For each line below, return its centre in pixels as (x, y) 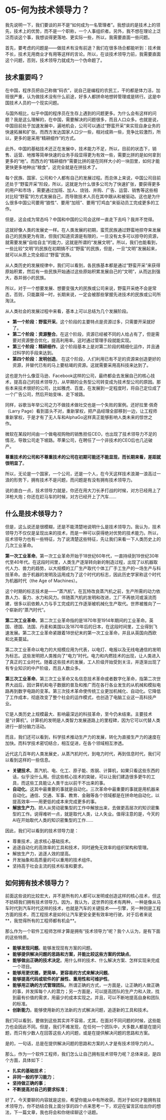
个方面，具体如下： (25, 1060)
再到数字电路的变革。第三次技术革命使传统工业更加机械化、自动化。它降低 (85, 691)
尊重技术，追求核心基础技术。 (42, 841)
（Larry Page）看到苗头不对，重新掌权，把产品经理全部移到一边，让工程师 (81, 411)
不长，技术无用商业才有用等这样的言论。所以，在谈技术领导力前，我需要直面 (83, 54)
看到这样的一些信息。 (31, 760)
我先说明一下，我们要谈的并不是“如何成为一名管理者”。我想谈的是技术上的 (81, 25)
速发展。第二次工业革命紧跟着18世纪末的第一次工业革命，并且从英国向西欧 (81, 633)
